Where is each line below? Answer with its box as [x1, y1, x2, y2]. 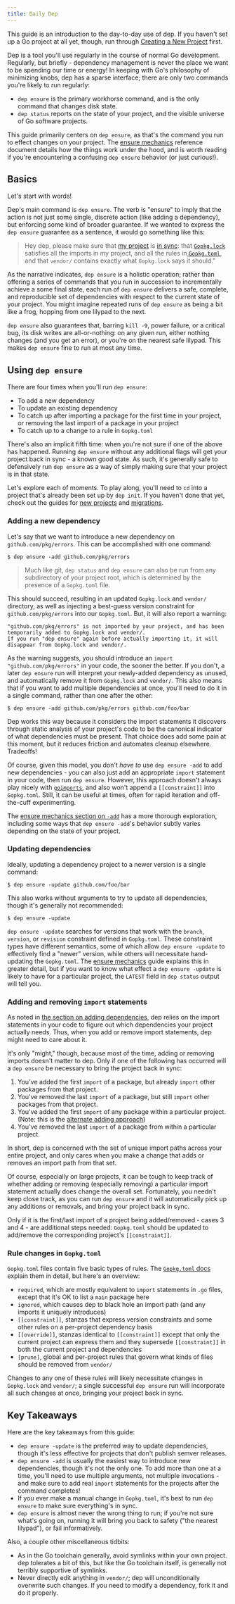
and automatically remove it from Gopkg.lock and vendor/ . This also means [7, 676, 222, 684]
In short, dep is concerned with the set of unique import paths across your [7, 1144, 222, 1152]
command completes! [17, 1486, 81, 1495]
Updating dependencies [7, 844, 91, 854]
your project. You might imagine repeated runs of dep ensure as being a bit [7, 300, 223, 308]
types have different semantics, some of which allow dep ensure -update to [7, 941, 226, 951]
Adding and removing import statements [7, 997, 147, 1007]
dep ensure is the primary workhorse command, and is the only [17, 94, 200, 103]
